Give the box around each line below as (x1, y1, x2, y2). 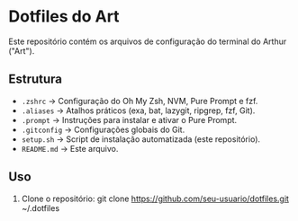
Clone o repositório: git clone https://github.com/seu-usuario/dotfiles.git (21, 193, 290, 204)
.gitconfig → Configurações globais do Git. (21, 124, 185, 135)
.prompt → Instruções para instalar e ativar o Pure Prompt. (21, 114, 238, 125)
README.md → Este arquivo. (21, 143, 119, 154)
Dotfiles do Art (8, 6, 120, 27)
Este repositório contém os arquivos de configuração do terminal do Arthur (8, 36, 287, 47)
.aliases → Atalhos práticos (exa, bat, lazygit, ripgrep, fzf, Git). (21, 105, 256, 116)
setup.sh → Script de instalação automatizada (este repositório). (21, 133, 261, 145)
